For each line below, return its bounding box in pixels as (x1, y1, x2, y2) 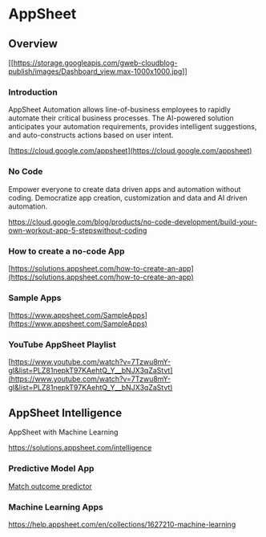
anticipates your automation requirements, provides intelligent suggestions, (8, 122, 257, 132)
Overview (8, 37, 58, 51)
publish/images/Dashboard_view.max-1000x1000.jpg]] (8, 67, 188, 76)
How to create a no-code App (8, 246, 125, 257)
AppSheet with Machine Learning (8, 427, 119, 437)
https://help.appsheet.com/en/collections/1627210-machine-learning (8, 519, 236, 529)
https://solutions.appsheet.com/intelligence (8, 443, 152, 453)
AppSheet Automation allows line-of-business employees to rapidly (8, 105, 231, 115)
